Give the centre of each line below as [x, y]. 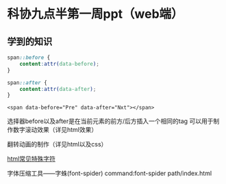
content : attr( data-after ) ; [58, 89]
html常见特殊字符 [32, 159]
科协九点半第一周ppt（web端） [95, 14]
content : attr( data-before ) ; [59, 64]
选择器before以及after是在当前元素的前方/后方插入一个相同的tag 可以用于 [110, 121]
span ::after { [27, 83]
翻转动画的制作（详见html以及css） [57, 144]
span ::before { [29, 57]
